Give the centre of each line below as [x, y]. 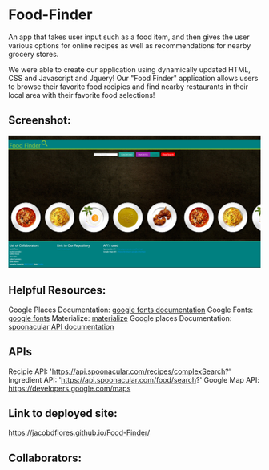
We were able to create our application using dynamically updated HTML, [129, 69]
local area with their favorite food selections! [82, 95]
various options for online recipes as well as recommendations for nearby [130, 45]
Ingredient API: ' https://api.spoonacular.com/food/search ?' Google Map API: [134, 379]
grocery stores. [34, 54]
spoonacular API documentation [61, 326]
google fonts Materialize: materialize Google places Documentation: [120, 318]
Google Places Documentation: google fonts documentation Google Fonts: [131, 310]
